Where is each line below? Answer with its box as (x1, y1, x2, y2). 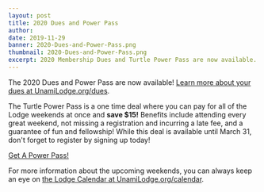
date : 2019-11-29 (8, 33, 66, 42)
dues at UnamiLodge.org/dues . (8, 86, 110, 95)
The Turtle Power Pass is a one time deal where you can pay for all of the (8, 101, 247, 111)
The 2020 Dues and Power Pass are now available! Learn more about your (8, 77, 251, 87)
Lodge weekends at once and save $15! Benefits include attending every (8, 109, 247, 119)
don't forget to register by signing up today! (8, 135, 151, 144)
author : (8, 26, 34, 34)
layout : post (8, 11, 52, 20)
